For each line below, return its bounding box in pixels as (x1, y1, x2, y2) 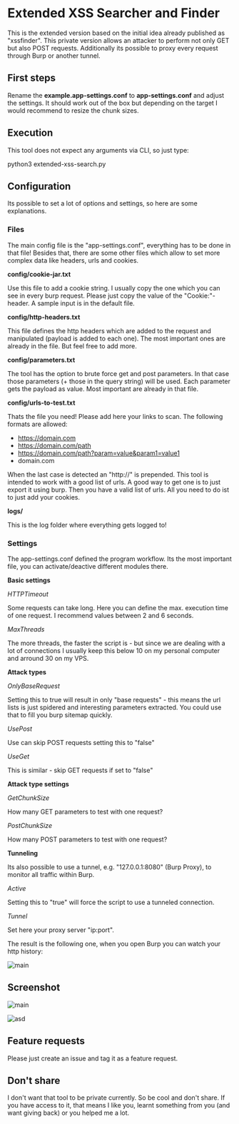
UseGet (7, 751, 30, 761)
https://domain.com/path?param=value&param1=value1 (17, 448, 180, 457)
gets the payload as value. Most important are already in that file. (7, 384, 198, 393)
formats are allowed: (7, 420, 68, 428)
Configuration (7, 180, 71, 192)
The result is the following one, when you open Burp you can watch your (7, 939, 221, 948)
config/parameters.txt (7, 355, 76, 364)
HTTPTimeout (7, 589, 49, 598)
